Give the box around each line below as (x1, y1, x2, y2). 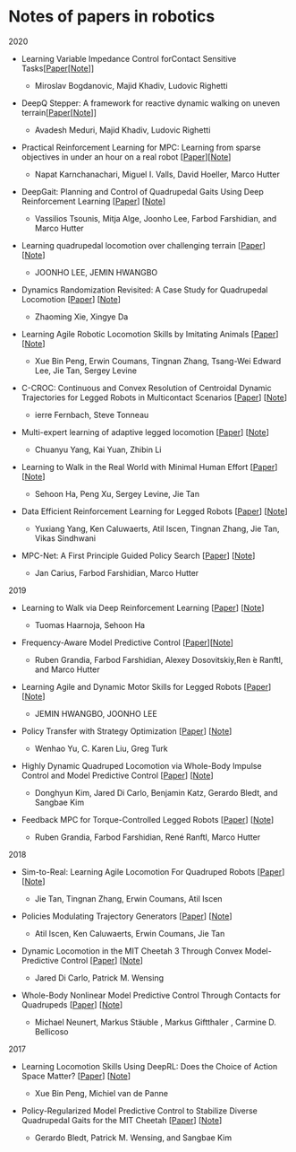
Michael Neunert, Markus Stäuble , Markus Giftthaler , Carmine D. (34, 1017, 276, 1027)
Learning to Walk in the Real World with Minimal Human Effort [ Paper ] (21, 461, 278, 472)
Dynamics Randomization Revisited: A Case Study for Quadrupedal (21, 284, 268, 295)
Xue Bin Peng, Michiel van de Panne (34, 1087, 169, 1098)
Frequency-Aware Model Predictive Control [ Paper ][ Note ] (21, 637, 234, 648)
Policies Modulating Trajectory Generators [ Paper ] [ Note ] (21, 911, 233, 921)
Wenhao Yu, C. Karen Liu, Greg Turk (34, 743, 168, 754)
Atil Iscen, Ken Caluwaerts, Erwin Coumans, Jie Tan (34, 928, 225, 938)
